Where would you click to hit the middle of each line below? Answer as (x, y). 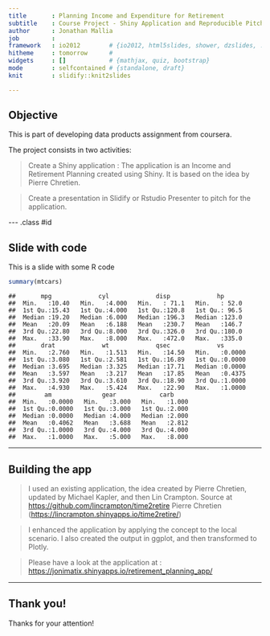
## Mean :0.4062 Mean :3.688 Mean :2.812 (98, 423)
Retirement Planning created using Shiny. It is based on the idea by (139, 174)
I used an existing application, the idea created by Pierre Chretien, (137, 488)
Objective (33, 115)
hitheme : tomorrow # (61, 53)
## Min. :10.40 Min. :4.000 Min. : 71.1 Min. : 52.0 (125, 304)
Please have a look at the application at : (95, 562)
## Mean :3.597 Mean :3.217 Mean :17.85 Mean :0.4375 (127, 374)
